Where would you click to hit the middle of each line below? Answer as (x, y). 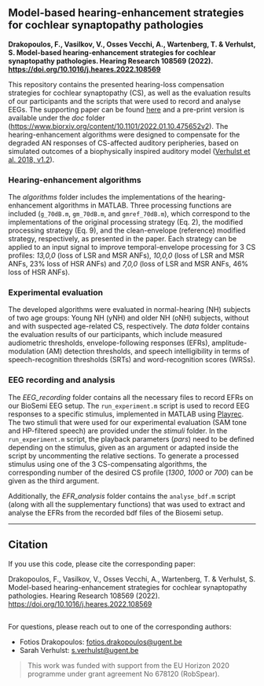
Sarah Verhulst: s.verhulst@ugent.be (79, 650)
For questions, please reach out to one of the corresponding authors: (120, 626)
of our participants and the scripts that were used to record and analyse (125, 101)
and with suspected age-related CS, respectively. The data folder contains (129, 326)
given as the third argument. (54, 481)
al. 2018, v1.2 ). (31, 160)
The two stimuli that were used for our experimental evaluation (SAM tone (128, 422)
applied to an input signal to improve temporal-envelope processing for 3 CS (132, 248)
